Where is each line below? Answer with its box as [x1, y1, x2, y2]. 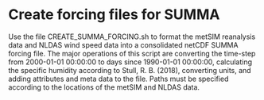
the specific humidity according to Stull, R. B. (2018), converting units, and [8, 65, 252, 75]
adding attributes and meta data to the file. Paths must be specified [8, 74, 229, 83]
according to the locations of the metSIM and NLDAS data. [8, 82, 200, 92]
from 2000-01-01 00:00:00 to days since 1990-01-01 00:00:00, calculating [8, 57, 253, 67]
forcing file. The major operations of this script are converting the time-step [8, 48, 256, 58]
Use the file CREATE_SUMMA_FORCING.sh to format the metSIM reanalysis [8, 32, 256, 41]
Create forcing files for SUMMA [8, 6, 220, 24]
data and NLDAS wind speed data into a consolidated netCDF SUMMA [8, 40, 239, 49]
